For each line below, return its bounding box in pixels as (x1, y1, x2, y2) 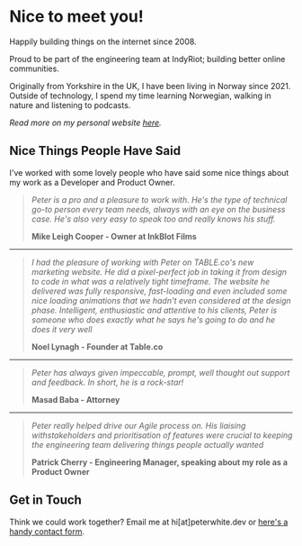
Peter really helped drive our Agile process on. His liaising (31, 420, 246, 431)
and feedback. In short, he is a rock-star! (31, 377, 184, 387)
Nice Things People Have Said (9, 143, 182, 159)
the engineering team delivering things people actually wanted (31, 439, 264, 450)
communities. (9, 63, 60, 74)
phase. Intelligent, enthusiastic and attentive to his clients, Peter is (31, 305, 278, 315)
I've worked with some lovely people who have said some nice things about (9, 167, 289, 177)
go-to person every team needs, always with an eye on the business (31, 204, 286, 214)
